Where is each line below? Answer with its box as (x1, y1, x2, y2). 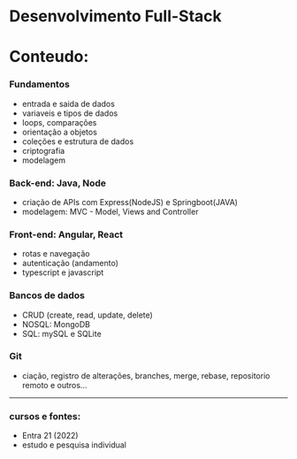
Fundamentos (9, 78, 71, 90)
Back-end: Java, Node (9, 177, 107, 189)
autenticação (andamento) (21, 258, 119, 269)
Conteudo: (9, 47, 89, 67)
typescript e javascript (21, 267, 104, 278)
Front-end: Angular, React (9, 228, 124, 241)
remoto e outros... (21, 379, 88, 390)
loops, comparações (21, 117, 97, 127)
